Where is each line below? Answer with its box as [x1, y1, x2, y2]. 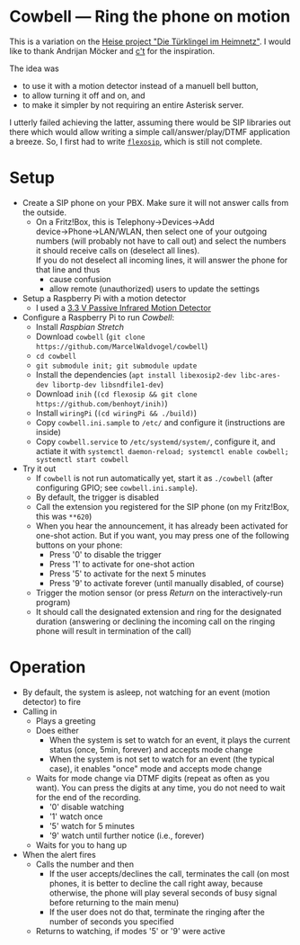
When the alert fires [22, 849, 96, 860]
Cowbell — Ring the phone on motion [9, 6, 291, 27]
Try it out [22, 463, 57, 474]
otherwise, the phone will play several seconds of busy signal [49, 887, 278, 898]
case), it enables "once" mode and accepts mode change [49, 762, 262, 774]
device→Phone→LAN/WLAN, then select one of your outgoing [35, 226, 268, 236]
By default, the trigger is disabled [35, 492, 160, 503]
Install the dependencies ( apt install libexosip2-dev [35, 369, 237, 379]
